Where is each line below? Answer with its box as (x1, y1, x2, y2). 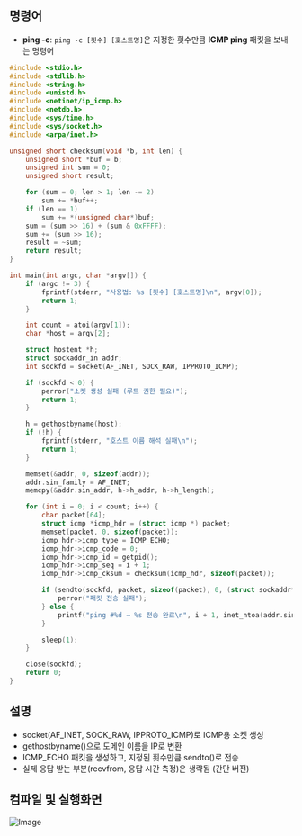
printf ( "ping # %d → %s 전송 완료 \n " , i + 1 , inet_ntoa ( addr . (57, 610, 284, 619)
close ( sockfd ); (25, 660, 83, 669)
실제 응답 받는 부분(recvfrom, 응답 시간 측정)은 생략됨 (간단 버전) (22, 763, 250, 774)
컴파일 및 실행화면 (9, 792, 102, 807)
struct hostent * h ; (25, 346, 99, 355)
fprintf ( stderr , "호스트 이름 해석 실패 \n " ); (41, 436, 198, 445)
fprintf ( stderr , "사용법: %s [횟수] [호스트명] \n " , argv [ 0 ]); (41, 287, 262, 297)
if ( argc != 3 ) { (25, 279, 91, 288)
